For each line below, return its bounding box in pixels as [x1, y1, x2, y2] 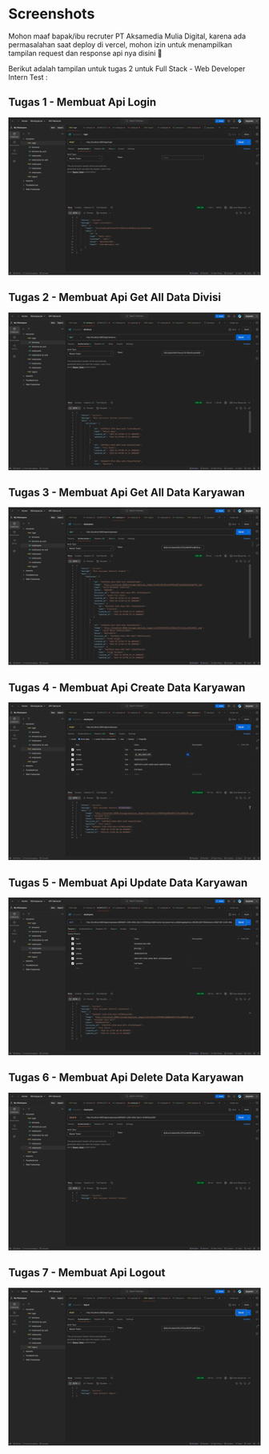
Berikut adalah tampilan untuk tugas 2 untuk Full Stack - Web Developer [8, 63, 246, 73]
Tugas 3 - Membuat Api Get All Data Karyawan [8, 485, 246, 499]
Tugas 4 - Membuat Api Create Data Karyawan [8, 681, 246, 694]
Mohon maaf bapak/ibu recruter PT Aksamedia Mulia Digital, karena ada [8, 31, 247, 41]
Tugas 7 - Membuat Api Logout [8, 1266, 166, 1279]
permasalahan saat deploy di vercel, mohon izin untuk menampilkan [8, 39, 232, 49]
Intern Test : [8, 72, 48, 82]
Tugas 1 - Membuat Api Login [8, 95, 157, 109]
